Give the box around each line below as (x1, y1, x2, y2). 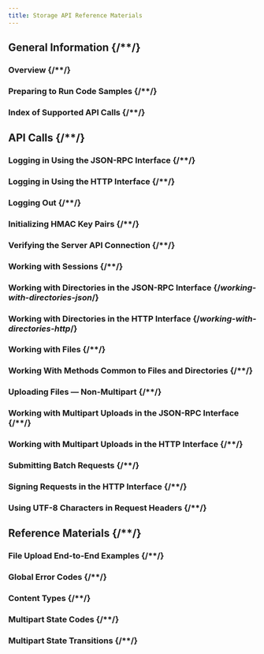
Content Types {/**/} (8, 593, 91, 604)
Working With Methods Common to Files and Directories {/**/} (8, 365, 254, 376)
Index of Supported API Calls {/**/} (8, 107, 146, 118)
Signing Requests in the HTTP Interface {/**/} (8, 481, 188, 492)
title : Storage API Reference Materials (8, 11, 143, 20)
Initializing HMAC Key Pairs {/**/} (8, 218, 139, 229)
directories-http (8, 323, 71, 334)
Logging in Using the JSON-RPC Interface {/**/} (8, 155, 195, 166)
